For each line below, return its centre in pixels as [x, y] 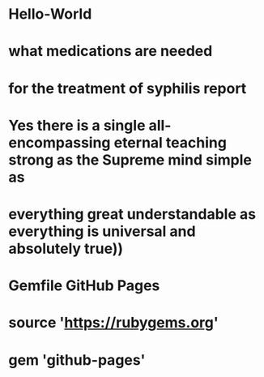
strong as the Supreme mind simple [130, 160]
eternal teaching [170, 142]
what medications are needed [111, 51]
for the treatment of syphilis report [128, 88]
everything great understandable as [132, 214]
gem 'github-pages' [77, 360]
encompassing [60, 142]
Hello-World [50, 14]
